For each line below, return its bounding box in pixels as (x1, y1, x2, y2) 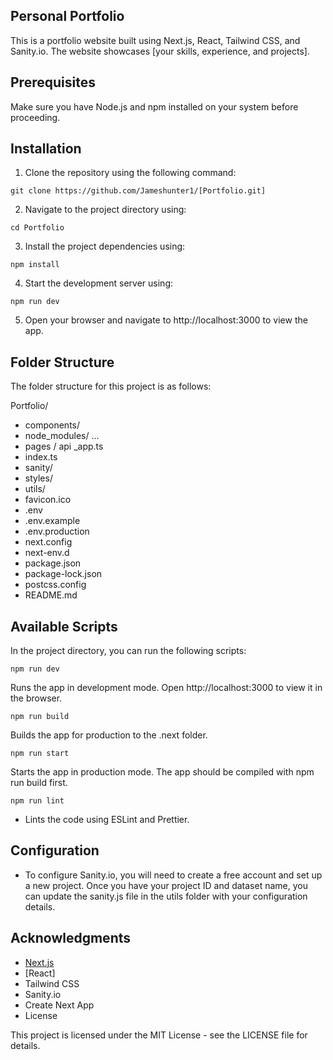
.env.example (24, 515, 81, 527)
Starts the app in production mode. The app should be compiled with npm (10, 766, 315, 778)
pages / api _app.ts (24, 440, 104, 453)
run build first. (10, 777, 68, 789)
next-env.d (24, 547, 70, 559)
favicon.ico (24, 494, 72, 506)
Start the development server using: (24, 277, 173, 289)
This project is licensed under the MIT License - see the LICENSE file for (10, 1029, 308, 1041)
